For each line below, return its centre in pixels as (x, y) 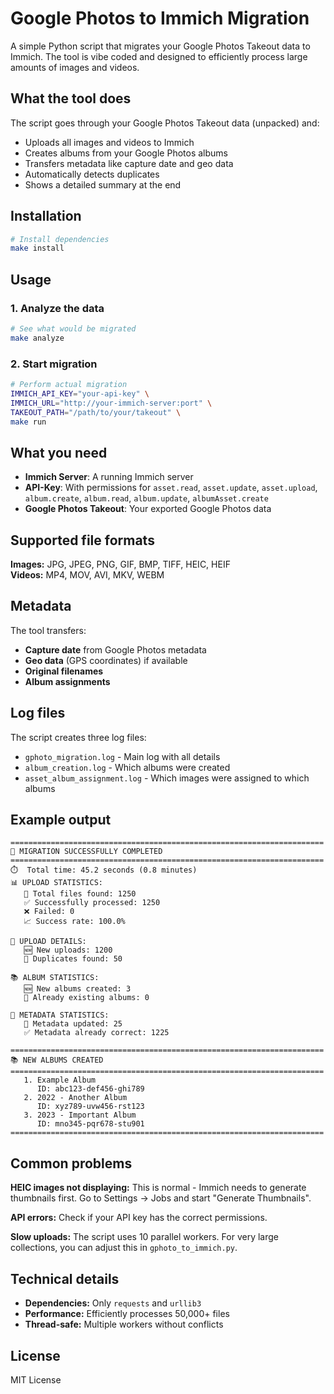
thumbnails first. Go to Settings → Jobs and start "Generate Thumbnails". (161, 1198)
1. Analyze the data (57, 308)
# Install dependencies (60, 239)
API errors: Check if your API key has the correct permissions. (139, 1218)
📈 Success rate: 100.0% (74, 922)
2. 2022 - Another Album (75, 1098)
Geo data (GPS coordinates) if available (106, 660)
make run (28, 422)
